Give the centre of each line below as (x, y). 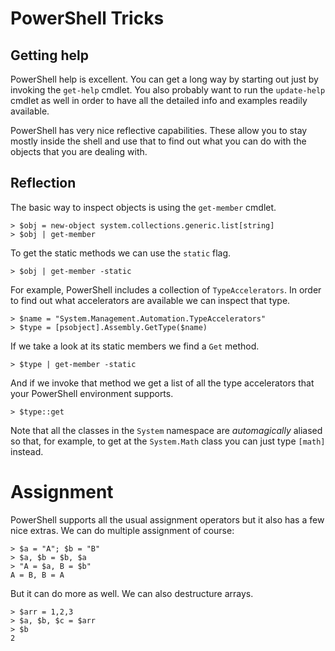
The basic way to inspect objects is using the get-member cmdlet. (143, 207)
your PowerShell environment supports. (92, 393)
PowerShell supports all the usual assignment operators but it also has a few (167, 519)
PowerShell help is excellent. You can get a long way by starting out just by (164, 79)
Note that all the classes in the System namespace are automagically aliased (166, 430)
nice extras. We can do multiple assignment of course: (122, 530)
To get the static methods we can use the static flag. (121, 253)
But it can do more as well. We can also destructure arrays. (132, 593)
